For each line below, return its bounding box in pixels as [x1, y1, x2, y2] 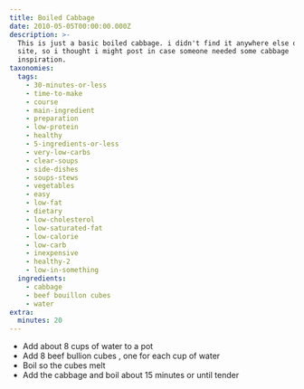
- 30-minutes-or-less [25, 81, 107, 90]
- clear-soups [25, 156, 79, 166]
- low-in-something [25, 266, 100, 275]
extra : [9, 308, 34, 317]
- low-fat [25, 198, 63, 208]
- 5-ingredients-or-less [25, 139, 119, 148]
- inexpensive [25, 249, 79, 258]
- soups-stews [25, 173, 79, 182]
